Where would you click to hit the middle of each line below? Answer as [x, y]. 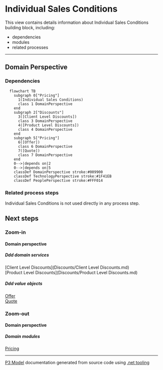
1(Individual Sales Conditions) [50, 100]
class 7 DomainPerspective [45, 155]
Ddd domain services [27, 255]
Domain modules [23, 336]
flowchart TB [23, 91]
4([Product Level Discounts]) [48, 125]
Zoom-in [16, 232]
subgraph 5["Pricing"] [37, 138]
